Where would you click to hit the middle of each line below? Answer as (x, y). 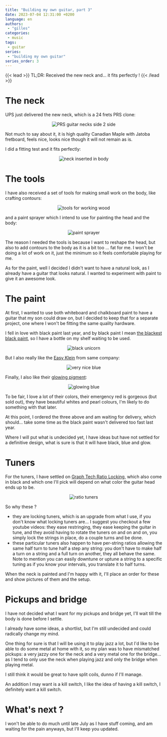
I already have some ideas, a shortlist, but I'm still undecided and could (78, 628)
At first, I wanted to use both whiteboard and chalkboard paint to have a (79, 313)
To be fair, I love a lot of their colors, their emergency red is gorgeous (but (81, 397)
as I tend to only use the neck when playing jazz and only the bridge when (82, 659)
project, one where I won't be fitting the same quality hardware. (70, 323)
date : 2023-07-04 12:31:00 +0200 (40, 15)
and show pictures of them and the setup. (48, 579)
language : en (19, 19)
